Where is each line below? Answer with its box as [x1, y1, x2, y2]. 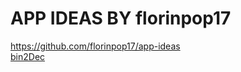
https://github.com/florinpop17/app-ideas [10, 40, 181, 52]
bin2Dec [10, 50, 46, 62]
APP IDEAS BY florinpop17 [10, 7, 232, 30]
